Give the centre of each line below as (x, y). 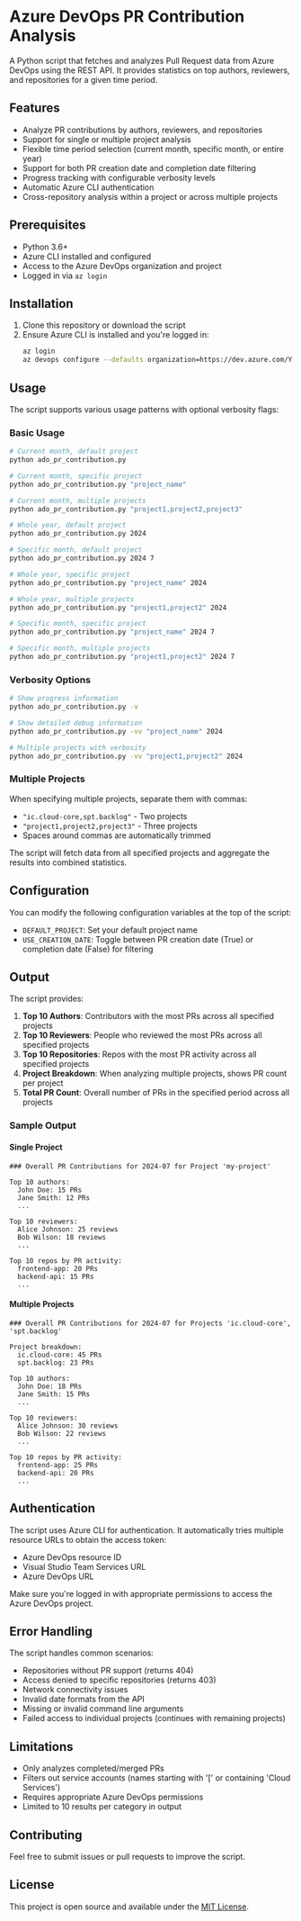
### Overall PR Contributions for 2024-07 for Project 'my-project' (140, 1166)
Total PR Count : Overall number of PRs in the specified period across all (156, 1093)
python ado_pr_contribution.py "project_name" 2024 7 (112, 632)
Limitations (41, 1747)
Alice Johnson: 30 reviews (68, 1425)
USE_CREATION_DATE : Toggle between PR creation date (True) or (138, 939)
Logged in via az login (65, 275)
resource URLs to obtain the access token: (88, 1539)
